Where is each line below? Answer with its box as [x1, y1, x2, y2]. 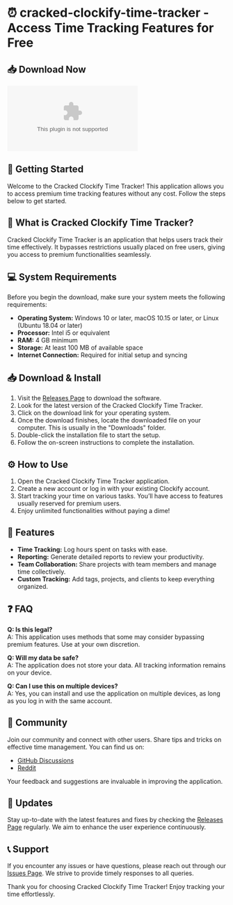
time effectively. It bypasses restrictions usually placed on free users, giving [7, 242, 225, 251]
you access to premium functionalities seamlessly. [7, 250, 152, 258]
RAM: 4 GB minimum [17, 336, 78, 345]
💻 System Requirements [7, 271, 117, 283]
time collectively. [17, 567, 66, 576]
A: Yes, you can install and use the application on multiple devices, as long [7, 689, 220, 698]
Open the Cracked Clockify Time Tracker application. [17, 477, 170, 485]
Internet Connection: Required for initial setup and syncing [17, 351, 188, 359]
